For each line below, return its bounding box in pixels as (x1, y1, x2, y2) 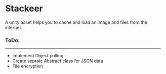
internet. (5, 24, 22, 30)
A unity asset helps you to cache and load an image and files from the (5, 19, 147, 25)
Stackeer (5, 3, 43, 14)
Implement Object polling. (12, 53, 65, 59)
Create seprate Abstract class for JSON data (12, 58, 103, 64)
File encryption (12, 63, 43, 69)
